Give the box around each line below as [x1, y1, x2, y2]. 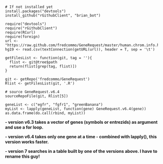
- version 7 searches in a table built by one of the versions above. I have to [5, 148, 158, 154]
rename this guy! [5, 153, 40, 159]
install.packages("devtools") [5, 9, 66, 14]
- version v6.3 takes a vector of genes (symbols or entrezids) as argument [5, 119, 158, 125]
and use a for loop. [5, 124, 44, 130]
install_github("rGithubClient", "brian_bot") [5, 13, 101, 18]
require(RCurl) [5, 30, 36, 35]
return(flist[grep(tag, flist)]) [9, 64, 77, 69]
